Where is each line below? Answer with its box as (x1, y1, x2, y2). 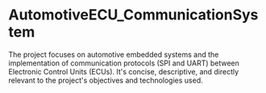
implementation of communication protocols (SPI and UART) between (8, 58, 240, 68)
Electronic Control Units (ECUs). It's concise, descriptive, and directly (8, 66, 239, 76)
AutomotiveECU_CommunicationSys (8, 6, 259, 24)
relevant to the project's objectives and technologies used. (8, 75, 203, 85)
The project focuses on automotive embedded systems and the (8, 49, 219, 59)
